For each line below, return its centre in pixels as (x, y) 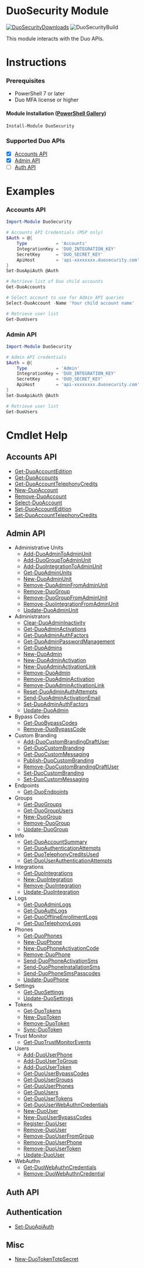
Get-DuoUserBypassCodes (56, 1074)
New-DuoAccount (36, 490)
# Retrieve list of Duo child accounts (55, 282)
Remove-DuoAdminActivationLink (64, 685)
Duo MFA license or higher (47, 100)
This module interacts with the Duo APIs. (55, 38)
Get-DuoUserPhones (49, 1086)
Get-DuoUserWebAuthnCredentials (66, 1105)
